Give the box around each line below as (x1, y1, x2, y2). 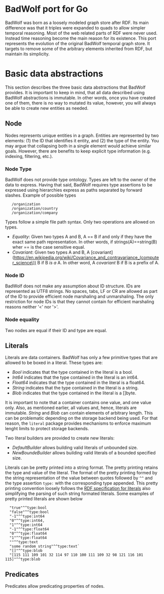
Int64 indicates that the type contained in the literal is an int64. (12, 374, 139, 381)
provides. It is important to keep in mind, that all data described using (5, 89, 145, 95)
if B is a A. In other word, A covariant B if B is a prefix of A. (41, 259, 160, 265)
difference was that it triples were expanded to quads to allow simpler (5, 25, 146, 30)
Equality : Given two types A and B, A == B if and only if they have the (12, 233, 152, 239)
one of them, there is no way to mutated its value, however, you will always (5, 100, 156, 106)
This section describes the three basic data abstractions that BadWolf (5, 84, 146, 90)
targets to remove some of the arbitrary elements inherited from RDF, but (5, 46, 153, 52)
